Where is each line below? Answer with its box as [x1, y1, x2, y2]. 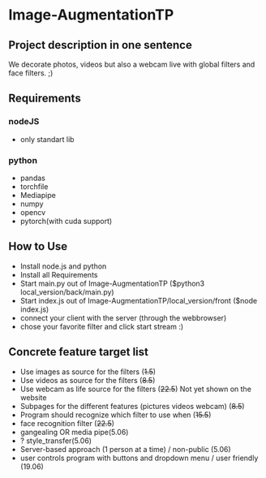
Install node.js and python [19, 261, 107, 271]
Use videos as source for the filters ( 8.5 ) [19, 375, 156, 385]
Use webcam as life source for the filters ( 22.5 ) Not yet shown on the [19, 384, 251, 394]
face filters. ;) [8, 68, 54, 78]
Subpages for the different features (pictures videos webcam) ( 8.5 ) [19, 401, 245, 411]
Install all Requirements [19, 269, 98, 279]
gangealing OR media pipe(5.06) [19, 427, 129, 437]
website [19, 392, 47, 403]
